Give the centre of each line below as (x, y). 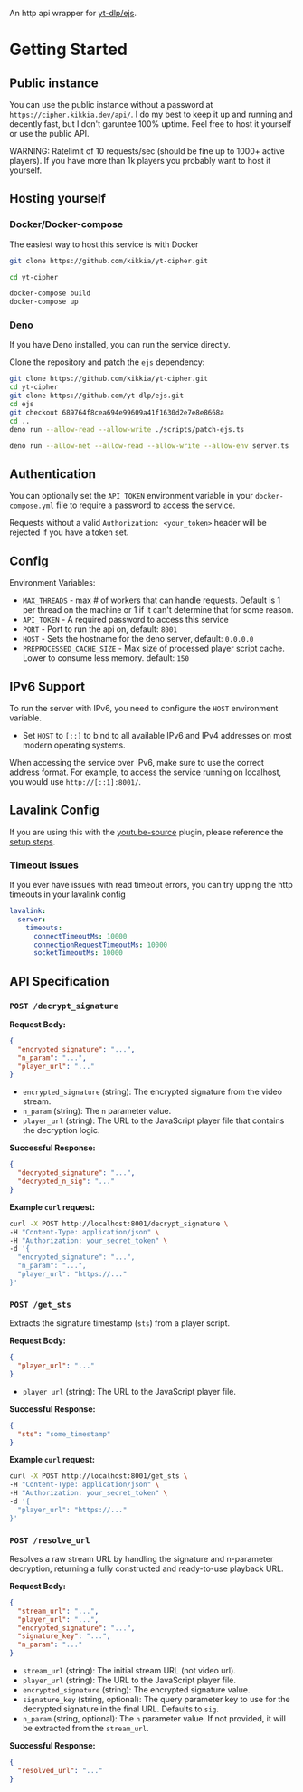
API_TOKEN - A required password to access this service (125, 620)
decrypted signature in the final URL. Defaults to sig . (121, 1709)
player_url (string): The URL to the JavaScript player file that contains (153, 1120)
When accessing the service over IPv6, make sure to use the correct (137, 762)
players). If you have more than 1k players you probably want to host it (140, 161)
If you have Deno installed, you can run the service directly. (120, 345)
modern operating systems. (74, 745)
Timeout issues (44, 865)
